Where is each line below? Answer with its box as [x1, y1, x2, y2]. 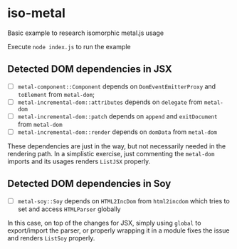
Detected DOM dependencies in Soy [7, 178, 172, 190]
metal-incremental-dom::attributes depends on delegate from [17, 98, 203, 106]
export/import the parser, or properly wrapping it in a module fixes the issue [7, 226, 230, 235]
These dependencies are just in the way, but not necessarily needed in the [7, 142, 226, 151]
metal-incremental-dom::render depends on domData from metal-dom [17, 127, 217, 136]
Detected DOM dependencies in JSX [7, 63, 172, 76]
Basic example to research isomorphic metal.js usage [7, 29, 164, 37]
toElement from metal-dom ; [17, 90, 95, 98]
